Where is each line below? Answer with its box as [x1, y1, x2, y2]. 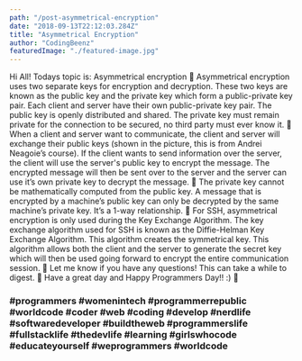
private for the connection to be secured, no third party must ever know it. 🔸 [9, 119, 292, 131]
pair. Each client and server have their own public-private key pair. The [9, 100, 272, 111]
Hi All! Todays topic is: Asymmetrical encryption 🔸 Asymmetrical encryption [9, 71, 290, 82]
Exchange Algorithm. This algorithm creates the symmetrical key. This [9, 234, 270, 245]
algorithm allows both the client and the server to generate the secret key [9, 244, 282, 255]
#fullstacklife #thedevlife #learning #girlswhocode [9, 329, 237, 341]
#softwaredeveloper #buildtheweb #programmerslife [9, 317, 249, 329]
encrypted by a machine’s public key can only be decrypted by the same [9, 195, 279, 207]
